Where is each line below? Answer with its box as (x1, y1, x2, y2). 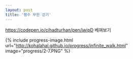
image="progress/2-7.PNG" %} (5, 48, 71, 54)
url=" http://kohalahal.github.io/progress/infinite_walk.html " (5, 42, 128, 48)
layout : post (5, 7, 33, 13)
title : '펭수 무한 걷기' (5, 12, 52, 17)
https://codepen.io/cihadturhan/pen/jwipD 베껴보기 (5, 26, 112, 33)
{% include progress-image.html (5, 37, 74, 43)
